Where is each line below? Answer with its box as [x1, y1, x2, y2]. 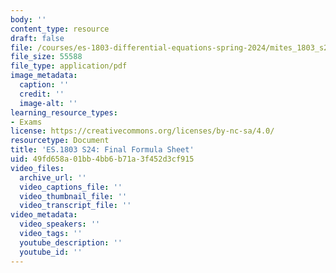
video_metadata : [10, 210, 78, 220]
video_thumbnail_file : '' [19, 191, 128, 201]
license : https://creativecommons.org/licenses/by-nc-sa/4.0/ [10, 126, 275, 136]
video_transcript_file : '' [19, 201, 132, 211]
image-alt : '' [19, 98, 78, 108]
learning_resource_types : [10, 107, 118, 118]
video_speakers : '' [19, 219, 101, 230]
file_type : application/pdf [10, 61, 128, 71]
